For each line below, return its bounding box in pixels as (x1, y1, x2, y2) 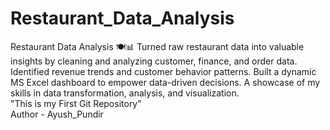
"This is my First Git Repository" (10, 97, 142, 109)
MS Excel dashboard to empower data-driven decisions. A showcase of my (10, 76, 321, 88)
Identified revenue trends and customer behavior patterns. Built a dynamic (10, 65, 317, 77)
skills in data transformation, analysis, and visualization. (10, 87, 240, 99)
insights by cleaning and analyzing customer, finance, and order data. (10, 55, 298, 67)
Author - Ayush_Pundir (10, 108, 104, 120)
